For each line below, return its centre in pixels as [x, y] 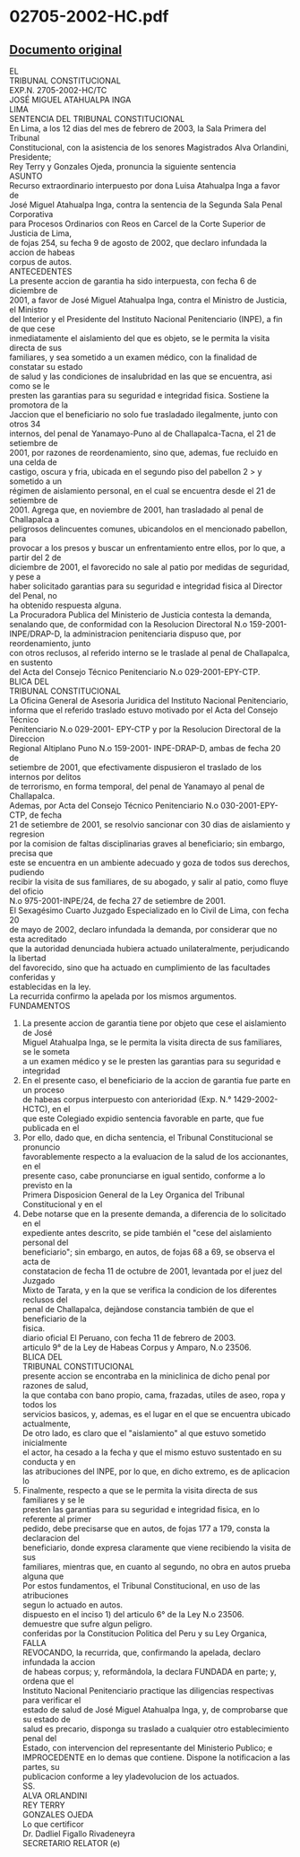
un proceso [43, 1090]
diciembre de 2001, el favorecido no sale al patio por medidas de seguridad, [150, 567]
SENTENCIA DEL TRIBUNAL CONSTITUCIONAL [97, 119]
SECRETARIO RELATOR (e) [71, 1843]
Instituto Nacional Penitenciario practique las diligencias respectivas [148, 1691]
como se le [30, 386]
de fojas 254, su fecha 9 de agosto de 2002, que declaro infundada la [138, 243]
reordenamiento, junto [50, 643]
